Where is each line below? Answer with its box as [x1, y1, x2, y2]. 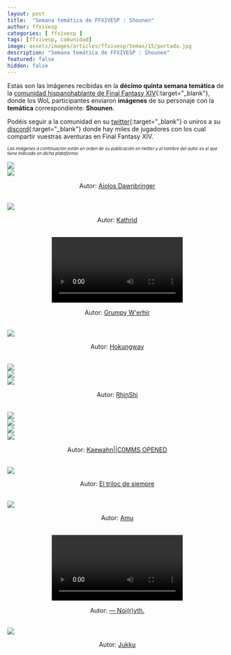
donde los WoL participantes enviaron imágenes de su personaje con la [7, 96, 214, 105]
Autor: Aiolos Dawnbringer [79, 181, 156, 189]
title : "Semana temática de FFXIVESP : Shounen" [7, 17, 155, 24]
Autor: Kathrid [97, 215, 137, 224]
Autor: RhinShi [96, 390, 138, 398]
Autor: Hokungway [90, 342, 144, 350]
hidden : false [7, 62, 49, 69]
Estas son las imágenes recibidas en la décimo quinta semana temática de [7, 81, 225, 89]
